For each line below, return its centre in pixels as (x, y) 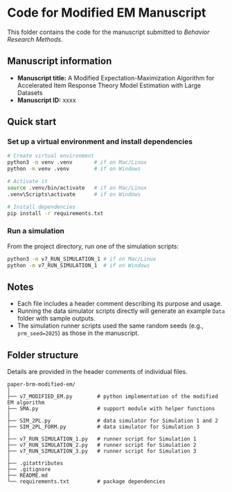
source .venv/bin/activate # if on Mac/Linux (77, 188)
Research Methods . (35, 39)
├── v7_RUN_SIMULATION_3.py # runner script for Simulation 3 (102, 451)
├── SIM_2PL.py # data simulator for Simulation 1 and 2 (113, 421)
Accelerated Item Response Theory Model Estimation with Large (109, 85)
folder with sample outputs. (56, 319)
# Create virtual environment (51, 156)
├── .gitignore (29, 470)
